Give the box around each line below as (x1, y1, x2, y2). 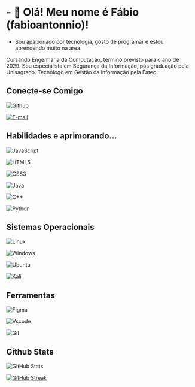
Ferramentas (6, 290, 55, 300)
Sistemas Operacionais (6, 222, 95, 232)
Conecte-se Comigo (6, 86, 83, 96)
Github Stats (6, 347, 54, 357)
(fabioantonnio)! (6, 18, 89, 32)
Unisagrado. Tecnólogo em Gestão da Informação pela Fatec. (6, 68, 158, 75)
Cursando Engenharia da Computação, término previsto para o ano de (6, 56, 179, 63)
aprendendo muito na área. (14, 44, 82, 52)
